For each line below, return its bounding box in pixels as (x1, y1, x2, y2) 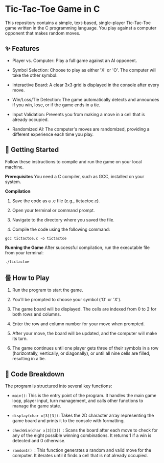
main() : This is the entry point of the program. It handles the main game (12, 393, 157, 399)
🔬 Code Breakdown (5, 370, 65, 378)
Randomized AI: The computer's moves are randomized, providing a (12, 126, 150, 132)
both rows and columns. (12, 311, 61, 317)
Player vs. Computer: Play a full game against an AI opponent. (12, 58, 137, 63)
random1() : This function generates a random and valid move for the (12, 447, 152, 453)
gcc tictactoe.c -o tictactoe (5, 236, 67, 241)
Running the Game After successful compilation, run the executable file (5, 245, 150, 250)
